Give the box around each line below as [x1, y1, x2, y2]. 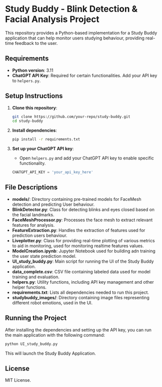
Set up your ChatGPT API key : [12, 146, 74, 152]
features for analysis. [12, 222, 55, 228]
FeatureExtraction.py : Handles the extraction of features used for [12, 227, 145, 233]
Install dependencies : [12, 128, 57, 134]
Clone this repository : [12, 105, 58, 111]
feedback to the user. [15, 40, 58, 46]
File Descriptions [5, 183, 58, 192]
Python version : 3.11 [12, 67, 54, 73]
